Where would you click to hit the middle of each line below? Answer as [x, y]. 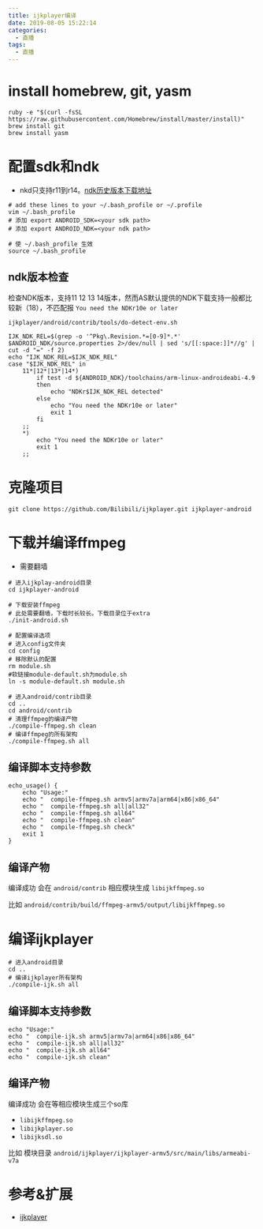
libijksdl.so [41, 1137]
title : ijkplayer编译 [43, 15]
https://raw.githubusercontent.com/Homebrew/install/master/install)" [126, 119]
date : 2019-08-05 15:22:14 [52, 23]
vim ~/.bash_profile [42, 212]
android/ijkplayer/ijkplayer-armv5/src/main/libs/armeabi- [152, 1153]
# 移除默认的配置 [32, 659]
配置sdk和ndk [54, 167]
